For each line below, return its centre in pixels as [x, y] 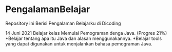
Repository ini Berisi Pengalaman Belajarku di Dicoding [63, 23]
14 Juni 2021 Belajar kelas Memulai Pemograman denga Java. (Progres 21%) [86, 33]
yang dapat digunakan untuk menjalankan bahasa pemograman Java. [79, 43]
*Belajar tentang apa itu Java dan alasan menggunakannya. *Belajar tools [84, 38]
